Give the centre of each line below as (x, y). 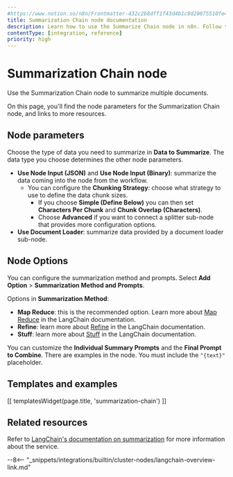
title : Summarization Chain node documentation (77, 20)
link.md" (19, 467)
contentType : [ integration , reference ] (65, 33)
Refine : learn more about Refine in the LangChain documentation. (111, 327)
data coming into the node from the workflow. (82, 180)
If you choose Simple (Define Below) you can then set (116, 202)
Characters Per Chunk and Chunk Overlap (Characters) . (120, 209)
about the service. (33, 446)
